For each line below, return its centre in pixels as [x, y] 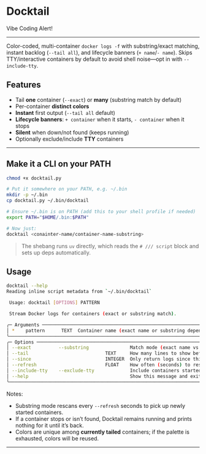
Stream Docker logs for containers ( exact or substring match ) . [93, 314]
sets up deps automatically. [56, 252]
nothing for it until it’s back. [49, 425]
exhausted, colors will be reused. [57, 438]
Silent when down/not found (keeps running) [72, 132]
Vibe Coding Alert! [30, 28]
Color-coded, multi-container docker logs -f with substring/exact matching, [103, 46]
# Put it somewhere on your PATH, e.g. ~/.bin [67, 189]
